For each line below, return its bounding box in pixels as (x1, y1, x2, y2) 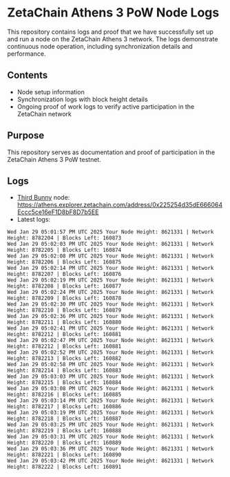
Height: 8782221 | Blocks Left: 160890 (7, 452, 122, 458)
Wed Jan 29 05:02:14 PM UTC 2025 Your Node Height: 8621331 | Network (7, 265, 214, 272)
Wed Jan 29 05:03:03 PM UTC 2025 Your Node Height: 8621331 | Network (7, 373, 214, 380)
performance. (7, 50, 46, 58)
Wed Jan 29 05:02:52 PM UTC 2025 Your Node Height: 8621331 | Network (7, 349, 214, 356)
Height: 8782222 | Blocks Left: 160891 (7, 463, 122, 471)
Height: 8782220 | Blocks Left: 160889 (7, 439, 122, 447)
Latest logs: (17, 215, 50, 224)
